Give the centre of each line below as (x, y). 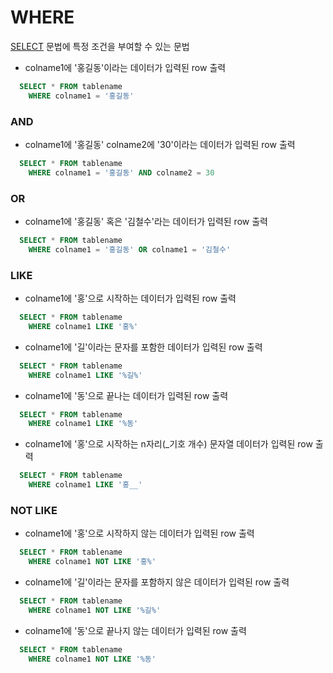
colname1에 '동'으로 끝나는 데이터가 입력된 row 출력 (126, 395)
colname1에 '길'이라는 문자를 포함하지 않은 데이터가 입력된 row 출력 (157, 582)
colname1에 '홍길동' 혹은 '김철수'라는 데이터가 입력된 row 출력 (146, 222)
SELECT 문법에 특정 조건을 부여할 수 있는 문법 (100, 46)
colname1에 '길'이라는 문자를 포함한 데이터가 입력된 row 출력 (143, 347)
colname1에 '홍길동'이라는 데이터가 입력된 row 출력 (125, 67)
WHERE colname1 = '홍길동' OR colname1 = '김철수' (130, 249)
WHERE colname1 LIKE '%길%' (85, 375)
